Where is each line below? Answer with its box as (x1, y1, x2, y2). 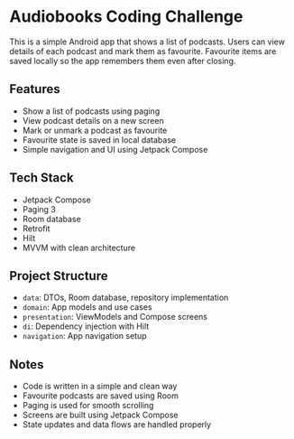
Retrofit (22, 223, 51, 234)
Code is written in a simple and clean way (22, 381, 178, 392)
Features (9, 81, 60, 97)
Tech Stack (9, 170, 74, 186)
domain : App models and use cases (22, 302, 152, 313)
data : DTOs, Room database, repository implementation (22, 292, 229, 304)
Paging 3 (22, 203, 57, 214)
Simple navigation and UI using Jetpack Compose (22, 144, 208, 154)
